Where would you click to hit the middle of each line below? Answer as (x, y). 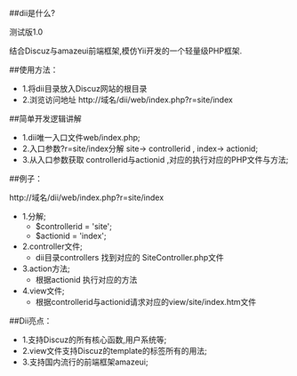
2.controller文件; (52, 246)
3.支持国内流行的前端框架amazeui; (85, 362)
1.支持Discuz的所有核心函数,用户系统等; (94, 340)
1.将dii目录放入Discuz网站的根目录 (84, 88)
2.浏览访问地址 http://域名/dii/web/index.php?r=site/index (127, 100)
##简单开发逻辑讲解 (45, 119)
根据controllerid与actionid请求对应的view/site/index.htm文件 (146, 302)
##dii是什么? (32, 13)
